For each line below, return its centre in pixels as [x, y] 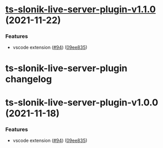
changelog [29, 79]
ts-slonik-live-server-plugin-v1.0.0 [82, 102]
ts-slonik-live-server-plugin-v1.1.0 [80, 9]
